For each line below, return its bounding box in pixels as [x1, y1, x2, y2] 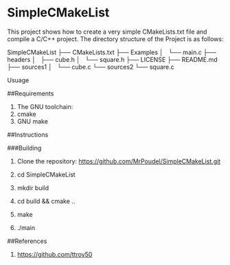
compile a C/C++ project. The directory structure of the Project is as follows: [7, 34, 224, 43]
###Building [7, 143, 42, 152]
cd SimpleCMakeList [16, 170, 76, 178]
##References [7, 237, 47, 245]
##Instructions [7, 130, 49, 139]
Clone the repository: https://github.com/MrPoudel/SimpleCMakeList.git [16, 157, 221, 165]
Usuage [7, 76, 30, 84]
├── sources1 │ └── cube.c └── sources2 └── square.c [7, 62, 175, 71]
